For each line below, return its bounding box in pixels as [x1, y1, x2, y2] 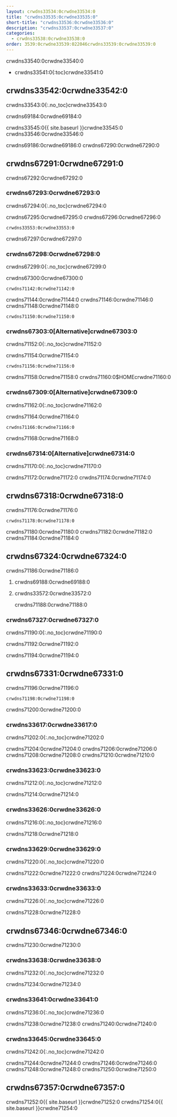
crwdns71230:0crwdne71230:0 [6, 942, 81, 949]
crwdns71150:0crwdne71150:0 [6, 314, 75, 320]
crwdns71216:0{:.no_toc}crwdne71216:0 [6, 819, 102, 826]
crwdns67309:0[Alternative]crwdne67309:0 [6, 388, 138, 397]
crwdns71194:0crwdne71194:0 [6, 652, 79, 659]
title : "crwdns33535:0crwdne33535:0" [6, 14, 98, 20]
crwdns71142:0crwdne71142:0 [6, 286, 75, 292]
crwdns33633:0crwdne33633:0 [6, 884, 101, 892]
